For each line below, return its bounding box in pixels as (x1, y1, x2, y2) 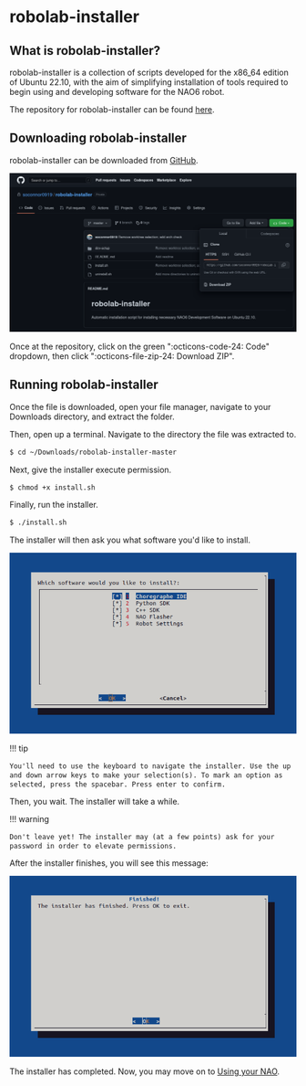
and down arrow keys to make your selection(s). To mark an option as (9, 771, 283, 780)
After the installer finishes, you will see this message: (9, 858, 209, 869)
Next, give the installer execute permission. (9, 464, 172, 475)
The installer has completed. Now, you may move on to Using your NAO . (9, 1066, 280, 1077)
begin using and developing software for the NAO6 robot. (9, 87, 225, 97)
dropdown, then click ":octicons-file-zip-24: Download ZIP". (9, 350, 235, 362)
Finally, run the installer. (9, 500, 98, 511)
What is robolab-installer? (9, 43, 161, 58)
